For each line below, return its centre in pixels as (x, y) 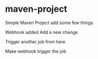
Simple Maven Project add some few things (49, 23)
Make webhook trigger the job (36, 51)
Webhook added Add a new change (41, 32)
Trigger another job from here (35, 42)
